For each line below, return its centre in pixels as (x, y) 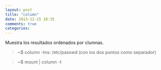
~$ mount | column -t (39, 62)
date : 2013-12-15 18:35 (30, 19)
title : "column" (22, 14)
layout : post (19, 10)
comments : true (21, 24)
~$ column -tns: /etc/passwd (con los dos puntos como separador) (87, 52)
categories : (17, 28)
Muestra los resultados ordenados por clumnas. (54, 42)
